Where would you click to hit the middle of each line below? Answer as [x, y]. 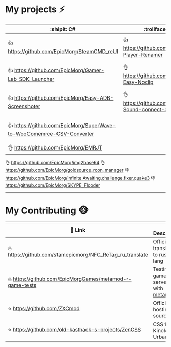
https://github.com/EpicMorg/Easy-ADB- [64, 98]
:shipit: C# [63, 29]
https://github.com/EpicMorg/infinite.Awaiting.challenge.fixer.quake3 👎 [80, 178]
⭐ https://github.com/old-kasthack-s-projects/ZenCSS [75, 330]
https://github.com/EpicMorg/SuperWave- [65, 126]
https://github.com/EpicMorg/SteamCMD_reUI [63, 52]
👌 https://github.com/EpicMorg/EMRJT [55, 147]
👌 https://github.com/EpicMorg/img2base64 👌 [55, 162]
